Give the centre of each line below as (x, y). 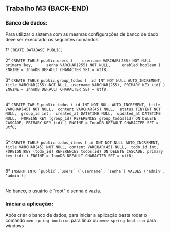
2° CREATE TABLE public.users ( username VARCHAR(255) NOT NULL (78, 60)
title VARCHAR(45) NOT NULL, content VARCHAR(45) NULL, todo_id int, (82, 147)
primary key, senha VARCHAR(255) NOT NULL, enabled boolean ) (83, 65)
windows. (15, 226)
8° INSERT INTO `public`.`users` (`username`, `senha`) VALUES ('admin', (85, 171)
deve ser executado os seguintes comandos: (52, 39)
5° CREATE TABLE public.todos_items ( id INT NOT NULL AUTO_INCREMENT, (82, 142)
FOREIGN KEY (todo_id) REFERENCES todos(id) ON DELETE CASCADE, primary (84, 151)
